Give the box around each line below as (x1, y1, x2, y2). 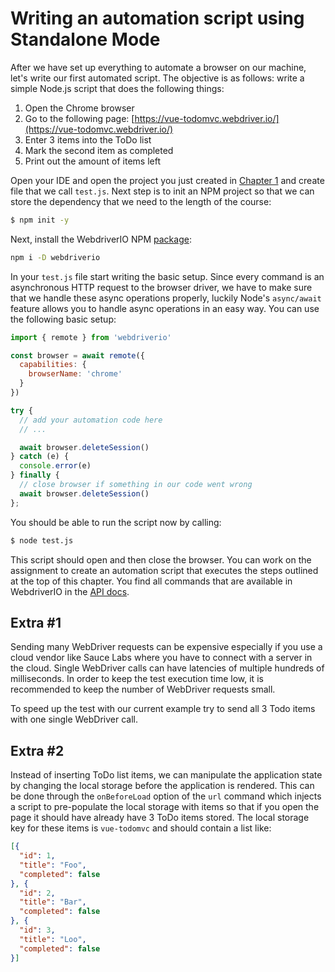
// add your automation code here (19, 415, 163, 425)
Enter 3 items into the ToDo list (24, 133, 152, 146)
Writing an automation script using (10, 7, 305, 30)
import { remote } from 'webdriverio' (10, 332, 172, 342)
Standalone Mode (10, 28, 161, 51)
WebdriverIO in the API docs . (10, 585, 130, 597)
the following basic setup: (10, 313, 117, 325)
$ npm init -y (10, 215, 70, 225)
